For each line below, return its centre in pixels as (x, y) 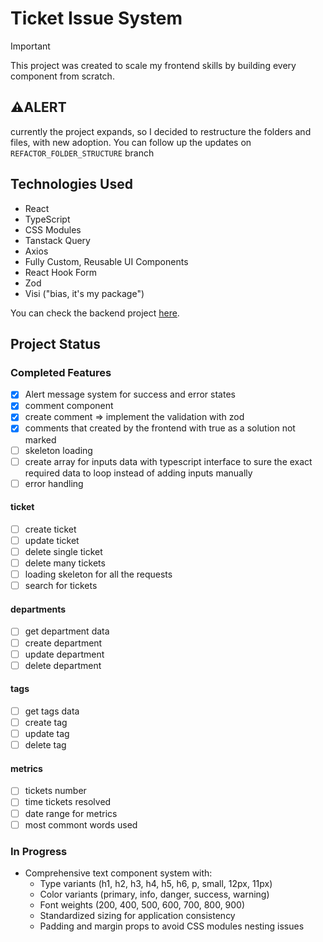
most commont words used (81, 824)
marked (40, 439)
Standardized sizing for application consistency (137, 915)
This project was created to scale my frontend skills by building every (153, 65)
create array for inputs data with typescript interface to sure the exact (168, 461)
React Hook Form (60, 272)
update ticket (52, 540)
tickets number (55, 791)
